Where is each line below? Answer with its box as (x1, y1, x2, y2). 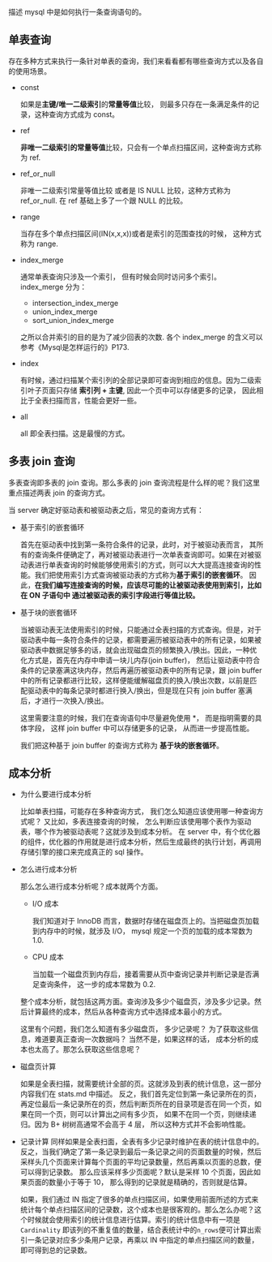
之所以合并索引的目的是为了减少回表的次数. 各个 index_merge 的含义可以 (19, 332, 263, 342)
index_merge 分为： (19, 282, 87, 291)
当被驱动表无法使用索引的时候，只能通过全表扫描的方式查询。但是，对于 (19, 624, 261, 635)
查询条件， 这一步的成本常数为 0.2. (39, 980, 156, 989)
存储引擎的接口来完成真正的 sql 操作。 (19, 847, 148, 857)
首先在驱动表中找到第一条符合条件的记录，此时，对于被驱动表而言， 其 (19, 539, 257, 549)
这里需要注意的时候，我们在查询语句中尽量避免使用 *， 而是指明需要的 (19, 713, 255, 722)
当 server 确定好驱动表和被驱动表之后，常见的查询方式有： (8, 505, 204, 515)
